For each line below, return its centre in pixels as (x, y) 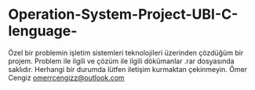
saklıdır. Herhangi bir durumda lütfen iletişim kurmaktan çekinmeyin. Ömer (128, 69)
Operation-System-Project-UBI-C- (123, 14)
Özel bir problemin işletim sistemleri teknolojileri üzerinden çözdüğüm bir (126, 52)
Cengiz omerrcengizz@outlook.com (66, 77)
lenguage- (43, 31)
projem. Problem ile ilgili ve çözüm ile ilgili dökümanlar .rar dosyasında (121, 61)
